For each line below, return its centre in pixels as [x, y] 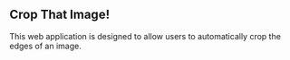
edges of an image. [45, 46]
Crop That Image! [60, 15]
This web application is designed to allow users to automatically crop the [145, 36]
